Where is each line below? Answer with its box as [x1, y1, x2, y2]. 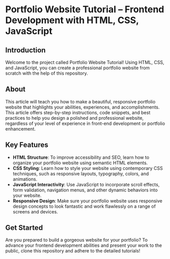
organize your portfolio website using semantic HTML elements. [12, 160, 148, 166]
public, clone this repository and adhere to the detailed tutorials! [5, 248, 141, 254]
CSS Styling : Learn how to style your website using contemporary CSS [12, 165, 163, 171]
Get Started [5, 224, 43, 232]
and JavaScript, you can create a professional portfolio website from [5, 65, 150, 71]
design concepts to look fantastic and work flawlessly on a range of [12, 203, 156, 209]
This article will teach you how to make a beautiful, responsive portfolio [5, 98, 156, 104]
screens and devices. [12, 208, 58, 214]
